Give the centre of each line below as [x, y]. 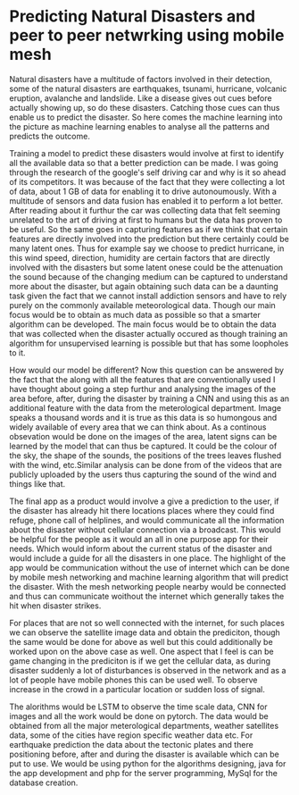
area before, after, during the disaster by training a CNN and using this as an [149, 398]
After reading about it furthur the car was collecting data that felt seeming [145, 210]
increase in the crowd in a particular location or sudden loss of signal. [137, 689]
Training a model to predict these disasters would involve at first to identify [146, 153]
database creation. [44, 782]
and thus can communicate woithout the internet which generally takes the [147, 596]
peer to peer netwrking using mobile [147, 35]
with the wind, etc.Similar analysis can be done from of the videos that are [146, 464]
